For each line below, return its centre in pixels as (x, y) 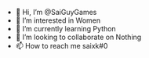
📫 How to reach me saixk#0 (62, 46)
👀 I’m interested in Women (58, 20)
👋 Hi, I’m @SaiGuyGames (56, 12)
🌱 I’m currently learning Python (65, 29)
